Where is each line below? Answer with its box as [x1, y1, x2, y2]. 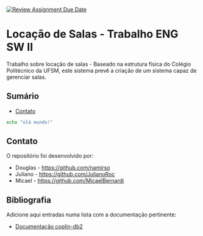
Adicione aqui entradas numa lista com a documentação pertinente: [6, 211, 177, 218]
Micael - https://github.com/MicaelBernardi [15, 177, 124, 185]
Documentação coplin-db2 [15, 223, 84, 230]
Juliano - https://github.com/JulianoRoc [15, 171, 115, 178]
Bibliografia [6, 194, 52, 205]
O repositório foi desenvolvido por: [6, 152, 94, 160]
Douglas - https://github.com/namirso [15, 164, 110, 171]
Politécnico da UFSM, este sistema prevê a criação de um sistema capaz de [6, 67, 197, 74]
